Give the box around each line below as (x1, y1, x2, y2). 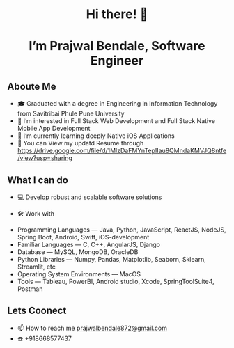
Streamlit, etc (17, 262, 56, 271)
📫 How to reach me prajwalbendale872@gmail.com (17, 324, 167, 332)
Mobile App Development (17, 125, 91, 133)
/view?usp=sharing (17, 154, 73, 162)
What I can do (7, 174, 68, 186)
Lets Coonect (7, 305, 67, 317)
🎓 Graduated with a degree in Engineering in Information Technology (17, 100, 218, 108)
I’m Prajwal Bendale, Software (29, 38, 205, 54)
